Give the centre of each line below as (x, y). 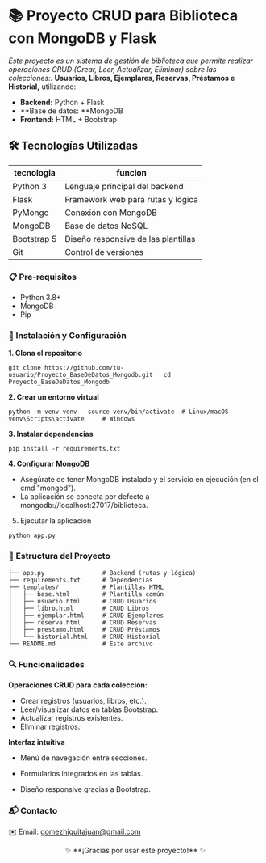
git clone (25, 368)
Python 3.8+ (41, 298)
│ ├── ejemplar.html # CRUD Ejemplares (86, 616)
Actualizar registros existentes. (71, 717)
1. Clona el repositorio (46, 353)
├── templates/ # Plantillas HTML (86, 587)
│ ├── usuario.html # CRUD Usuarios (83, 601)
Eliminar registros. (50, 726)
